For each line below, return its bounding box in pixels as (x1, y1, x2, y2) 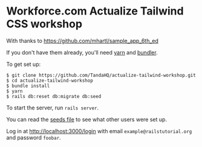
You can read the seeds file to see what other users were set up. (6, 116, 168, 123)
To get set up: (6, 60, 41, 68)
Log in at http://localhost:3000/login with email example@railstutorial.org (6, 127, 192, 134)
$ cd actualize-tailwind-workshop (6, 77, 94, 83)
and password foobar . (6, 134, 62, 141)
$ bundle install (6, 83, 50, 89)
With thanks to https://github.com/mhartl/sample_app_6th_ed (6, 37, 159, 44)
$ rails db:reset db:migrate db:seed (6, 93, 102, 99)
